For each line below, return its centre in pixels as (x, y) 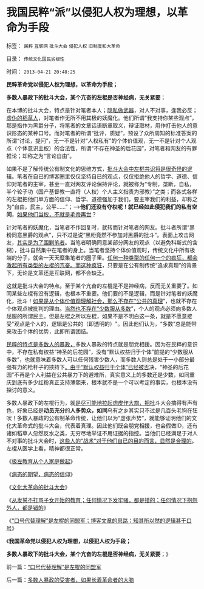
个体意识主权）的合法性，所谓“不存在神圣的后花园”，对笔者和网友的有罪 (107, 148)
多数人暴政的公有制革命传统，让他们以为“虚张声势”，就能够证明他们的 (104, 418)
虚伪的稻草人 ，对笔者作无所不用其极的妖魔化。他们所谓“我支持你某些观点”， (102, 118)
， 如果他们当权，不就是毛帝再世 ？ (54, 214)
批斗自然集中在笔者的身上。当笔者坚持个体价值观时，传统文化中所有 (104, 250)
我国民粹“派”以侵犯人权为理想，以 (92, 12)
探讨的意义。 (22, 390)
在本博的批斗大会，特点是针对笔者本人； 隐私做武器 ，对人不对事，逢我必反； (102, 110)
